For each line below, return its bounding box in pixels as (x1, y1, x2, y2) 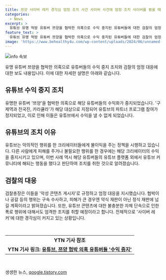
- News (9, 16, 23, 21)
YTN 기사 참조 (53, 237, 86, 244)
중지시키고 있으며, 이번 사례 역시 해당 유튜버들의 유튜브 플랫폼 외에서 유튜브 (10, 154, 156, 160)
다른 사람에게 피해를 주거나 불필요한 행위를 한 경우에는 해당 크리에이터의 (11, 148, 150, 154)
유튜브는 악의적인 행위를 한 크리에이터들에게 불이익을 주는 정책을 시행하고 (5, 142, 147, 148)
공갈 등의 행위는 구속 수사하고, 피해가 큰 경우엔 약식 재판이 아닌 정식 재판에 (10, 197, 154, 203)
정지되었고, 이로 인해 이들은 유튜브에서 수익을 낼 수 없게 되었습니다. (5, 112, 134, 118)
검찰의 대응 (5, 176, 37, 185)
